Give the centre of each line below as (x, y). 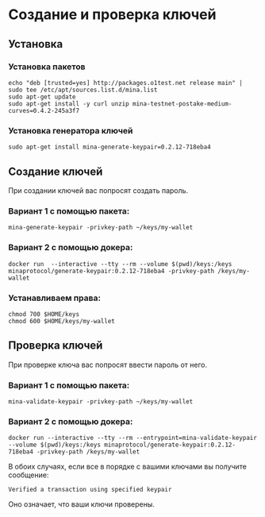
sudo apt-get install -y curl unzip (69, 104)
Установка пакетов (47, 67)
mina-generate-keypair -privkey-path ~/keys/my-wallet (101, 228)
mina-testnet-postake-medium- (182, 104)
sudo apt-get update (42, 97)
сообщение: (29, 475)
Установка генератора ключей (71, 130)
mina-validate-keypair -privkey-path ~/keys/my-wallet (101, 401)
